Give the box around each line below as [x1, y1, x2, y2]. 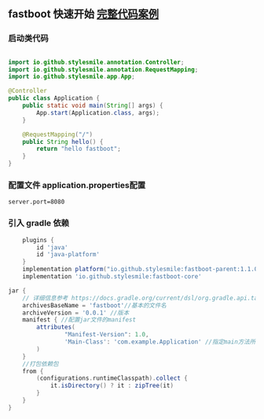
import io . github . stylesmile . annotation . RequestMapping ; [8, 65, 199, 73]
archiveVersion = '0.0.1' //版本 [22, 309, 130, 317]
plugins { [22, 236, 55, 244]
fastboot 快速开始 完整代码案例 [8, 7, 159, 21]
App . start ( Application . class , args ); [36, 108, 159, 116]
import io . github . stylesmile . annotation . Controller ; [8, 58, 185, 66]
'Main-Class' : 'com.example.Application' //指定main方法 [64, 338, 250, 346]
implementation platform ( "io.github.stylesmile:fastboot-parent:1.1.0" [22, 266, 262, 274]
